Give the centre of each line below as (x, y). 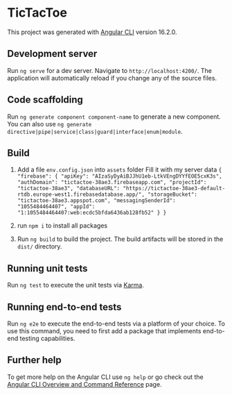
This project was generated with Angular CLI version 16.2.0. (92, 32)
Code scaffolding (45, 100)
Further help (35, 360)
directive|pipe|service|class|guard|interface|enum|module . (95, 131)
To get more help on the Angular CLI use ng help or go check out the (105, 377)
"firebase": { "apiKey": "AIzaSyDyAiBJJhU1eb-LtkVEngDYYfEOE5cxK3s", (120, 176)
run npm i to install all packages (62, 226)
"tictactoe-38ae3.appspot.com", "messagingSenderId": (96, 201)
